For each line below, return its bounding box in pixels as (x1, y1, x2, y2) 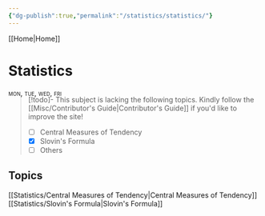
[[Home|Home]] (8, 34, 61, 43)
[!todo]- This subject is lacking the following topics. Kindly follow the (27, 94, 255, 104)
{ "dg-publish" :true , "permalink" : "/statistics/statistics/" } (8, 11, 214, 20)
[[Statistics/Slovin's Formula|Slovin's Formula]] (8, 198, 163, 208)
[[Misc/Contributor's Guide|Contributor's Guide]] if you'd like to (27, 103, 238, 113)
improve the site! (27, 111, 84, 121)
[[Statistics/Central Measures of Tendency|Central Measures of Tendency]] (8, 190, 258, 200)
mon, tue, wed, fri (8, 88, 62, 98)
